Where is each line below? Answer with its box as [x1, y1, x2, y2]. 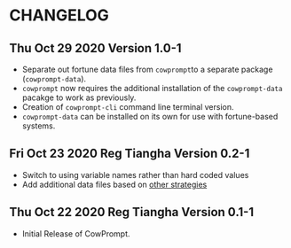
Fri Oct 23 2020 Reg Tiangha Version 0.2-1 [9, 146, 250, 161]
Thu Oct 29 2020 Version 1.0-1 [9, 41, 182, 56]
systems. [21, 120, 56, 131]
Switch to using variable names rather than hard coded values [21, 169, 249, 180]
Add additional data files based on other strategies [21, 179, 208, 190]
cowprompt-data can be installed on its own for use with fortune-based [21, 112, 279, 121]
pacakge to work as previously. [21, 92, 137, 103]
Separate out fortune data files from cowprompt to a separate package [21, 64, 273, 74]
